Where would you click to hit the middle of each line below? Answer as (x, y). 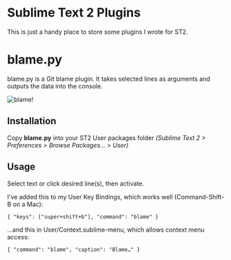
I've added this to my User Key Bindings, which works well (90, 197)
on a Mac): (28, 204)
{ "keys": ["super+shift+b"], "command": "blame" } (83, 217)
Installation (32, 121)
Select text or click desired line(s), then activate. (76, 183)
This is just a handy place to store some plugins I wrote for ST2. (98, 32)
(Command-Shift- (199, 197)
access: (18, 237)
